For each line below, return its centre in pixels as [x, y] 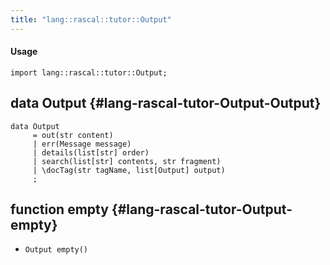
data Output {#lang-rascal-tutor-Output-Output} [166, 103]
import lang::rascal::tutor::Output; [89, 72]
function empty [59, 209]
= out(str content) [73, 135]
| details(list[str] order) [91, 152]
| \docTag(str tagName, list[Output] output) [129, 170]
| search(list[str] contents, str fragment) [127, 161]
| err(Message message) [82, 144]
